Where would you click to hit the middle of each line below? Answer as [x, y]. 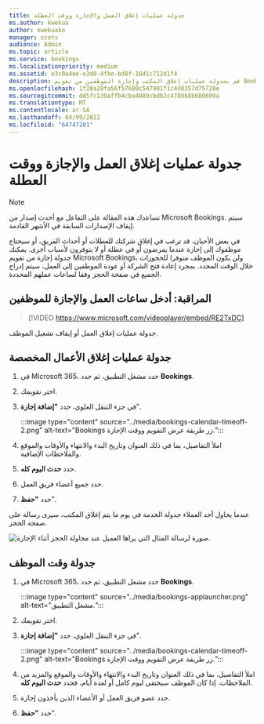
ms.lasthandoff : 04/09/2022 [55, 118]
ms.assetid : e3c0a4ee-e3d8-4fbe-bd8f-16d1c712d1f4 [93, 74]
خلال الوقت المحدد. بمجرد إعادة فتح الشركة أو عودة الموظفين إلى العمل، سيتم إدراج [131, 266]
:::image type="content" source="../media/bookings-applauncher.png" [134, 597]
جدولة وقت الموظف [52, 563]
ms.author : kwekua [39, 23]
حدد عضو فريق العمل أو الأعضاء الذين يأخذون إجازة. [95, 698]
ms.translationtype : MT [48, 103]
